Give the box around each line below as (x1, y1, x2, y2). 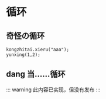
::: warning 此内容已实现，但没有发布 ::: (6, 86, 101, 93)
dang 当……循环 (6, 69, 66, 80)
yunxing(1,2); (6, 52, 41, 58)
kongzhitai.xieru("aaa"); (6, 47, 69, 52)
